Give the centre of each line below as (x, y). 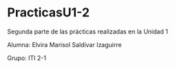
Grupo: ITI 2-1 (27, 58)
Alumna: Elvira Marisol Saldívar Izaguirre (64, 44)
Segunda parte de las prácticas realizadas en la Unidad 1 (88, 31)
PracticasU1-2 (49, 13)
